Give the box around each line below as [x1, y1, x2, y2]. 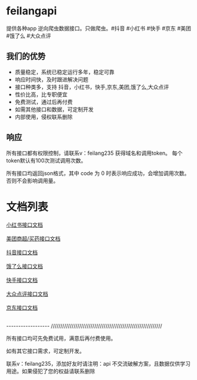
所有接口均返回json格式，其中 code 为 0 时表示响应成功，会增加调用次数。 [6, 169, 190, 177]
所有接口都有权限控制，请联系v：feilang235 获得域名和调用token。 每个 [6, 149, 183, 157]
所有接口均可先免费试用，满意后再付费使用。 [6, 335, 116, 342]
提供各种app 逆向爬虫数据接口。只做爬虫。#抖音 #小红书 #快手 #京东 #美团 [6, 24, 192, 32]
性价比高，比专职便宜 [14, 91, 67, 98]
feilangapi [6, 4, 57, 18]
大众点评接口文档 [6, 290, 48, 297]
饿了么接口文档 [6, 262, 43, 269]
